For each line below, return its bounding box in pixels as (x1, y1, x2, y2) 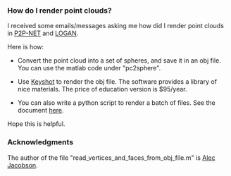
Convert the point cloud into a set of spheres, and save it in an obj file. (17, 56, 222, 65)
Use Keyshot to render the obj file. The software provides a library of (17, 77, 217, 86)
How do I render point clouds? (7, 6, 113, 15)
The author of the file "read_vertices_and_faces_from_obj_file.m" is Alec (7, 153, 216, 162)
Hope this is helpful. (7, 120, 65, 128)
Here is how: (7, 43, 44, 51)
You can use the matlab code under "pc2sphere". (17, 64, 161, 73)
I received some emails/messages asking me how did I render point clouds (7, 22, 224, 30)
